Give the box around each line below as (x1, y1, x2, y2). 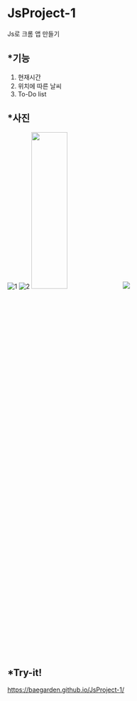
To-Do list (17, 89, 47, 98)
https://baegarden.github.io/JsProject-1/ (7, 685, 125, 694)
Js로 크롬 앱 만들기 (7, 29, 60, 38)
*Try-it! (7, 666, 43, 679)
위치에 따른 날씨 (17, 81, 62, 90)
